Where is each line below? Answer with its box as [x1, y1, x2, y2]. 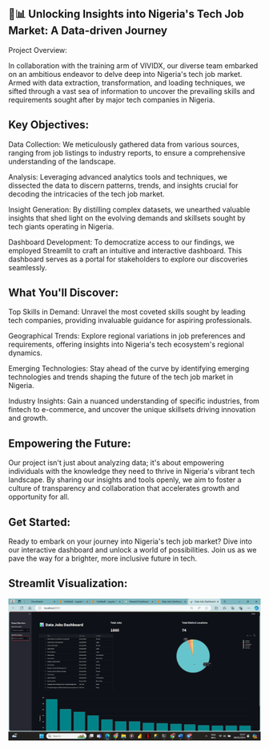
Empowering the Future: [8, 436, 131, 450]
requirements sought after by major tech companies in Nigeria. [8, 95, 215, 104]
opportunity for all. [8, 492, 70, 502]
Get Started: [8, 515, 70, 528]
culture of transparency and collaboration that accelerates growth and [8, 484, 240, 493]
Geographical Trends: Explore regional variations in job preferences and [8, 331, 246, 341]
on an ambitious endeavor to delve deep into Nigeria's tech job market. [8, 69, 243, 79]
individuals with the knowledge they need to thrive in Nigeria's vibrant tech [8, 467, 255, 476]
